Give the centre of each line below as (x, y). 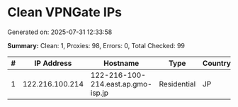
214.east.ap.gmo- (121, 84)
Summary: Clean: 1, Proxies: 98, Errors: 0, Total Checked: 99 (96, 45)
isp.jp (99, 93)
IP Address (53, 63)
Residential (177, 84)
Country (217, 63)
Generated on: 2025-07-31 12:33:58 (60, 32)
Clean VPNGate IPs (65, 12)
